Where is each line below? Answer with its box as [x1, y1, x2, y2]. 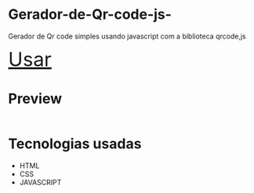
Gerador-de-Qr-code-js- [8, 5, 172, 24]
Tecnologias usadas [8, 135, 142, 153]
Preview [8, 90, 63, 107]
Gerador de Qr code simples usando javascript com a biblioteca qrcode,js [8, 31, 246, 41]
